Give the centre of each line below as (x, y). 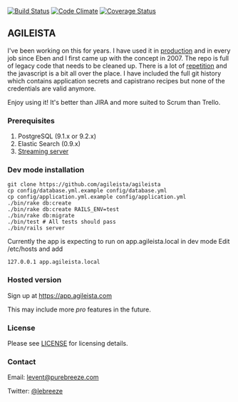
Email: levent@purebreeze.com (53, 377)
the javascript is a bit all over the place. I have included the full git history (114, 73)
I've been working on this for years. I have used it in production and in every (119, 51)
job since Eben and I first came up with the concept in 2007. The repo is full (118, 58)
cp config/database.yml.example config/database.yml (87, 191)
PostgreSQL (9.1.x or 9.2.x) (57, 136)
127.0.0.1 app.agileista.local (54, 262)
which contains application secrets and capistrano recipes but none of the (117, 81)
